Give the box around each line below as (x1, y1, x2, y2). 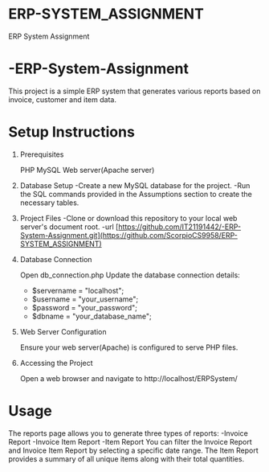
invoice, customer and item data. (8, 94, 116, 105)
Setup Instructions (8, 123, 135, 142)
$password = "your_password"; (31, 302, 138, 312)
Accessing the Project (19, 358, 94, 367)
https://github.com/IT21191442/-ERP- (117, 222, 242, 232)
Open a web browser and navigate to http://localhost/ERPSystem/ (19, 373, 238, 383)
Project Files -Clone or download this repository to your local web (19, 213, 238, 223)
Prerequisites (19, 150, 64, 159)
